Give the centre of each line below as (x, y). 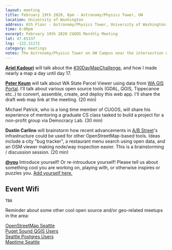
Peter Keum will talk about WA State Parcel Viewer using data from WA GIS (84, 83)
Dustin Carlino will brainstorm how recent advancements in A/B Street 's (81, 130)
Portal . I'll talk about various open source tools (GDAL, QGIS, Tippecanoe (82, 88)
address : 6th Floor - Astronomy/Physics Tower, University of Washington (86, 24)
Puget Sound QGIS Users (32, 231)
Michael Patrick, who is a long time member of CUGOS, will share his (78, 109)
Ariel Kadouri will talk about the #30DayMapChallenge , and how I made (81, 68)
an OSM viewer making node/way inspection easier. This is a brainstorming (85, 146)
